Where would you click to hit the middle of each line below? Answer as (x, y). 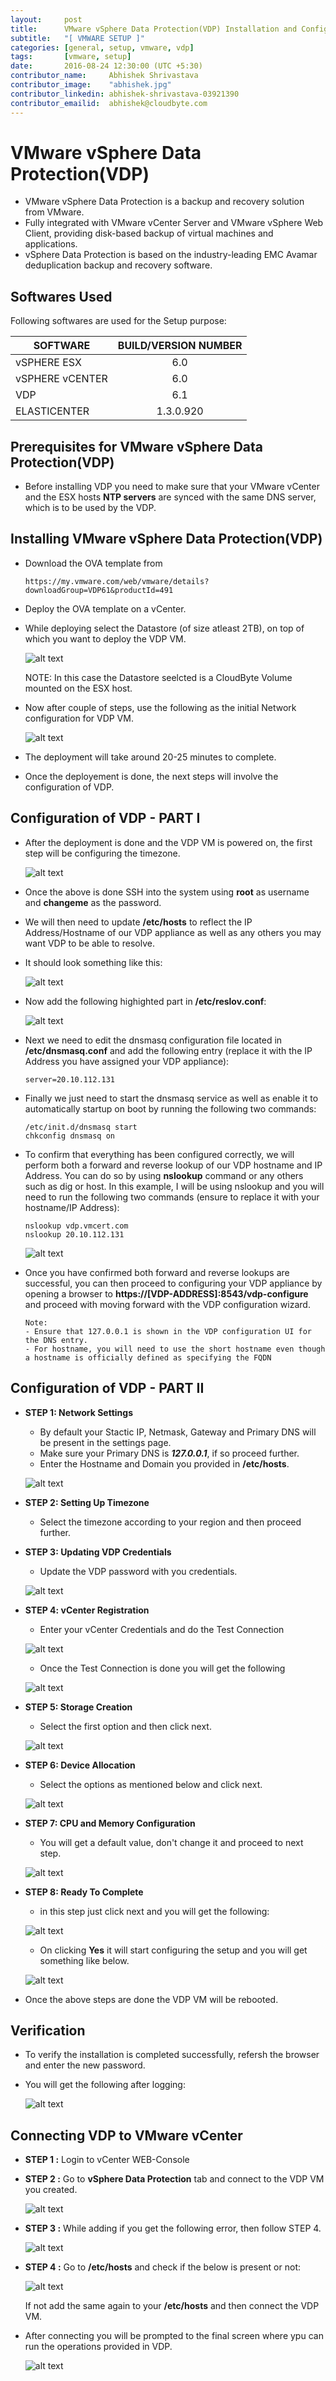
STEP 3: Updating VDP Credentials (98, 1552)
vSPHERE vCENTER (61, 379)
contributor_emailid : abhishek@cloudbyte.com (109, 103)
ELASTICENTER (52, 411)
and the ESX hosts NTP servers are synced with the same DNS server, (170, 497)
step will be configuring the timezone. (102, 853)
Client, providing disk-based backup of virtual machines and (149, 233)
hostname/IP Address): (72, 1207)
